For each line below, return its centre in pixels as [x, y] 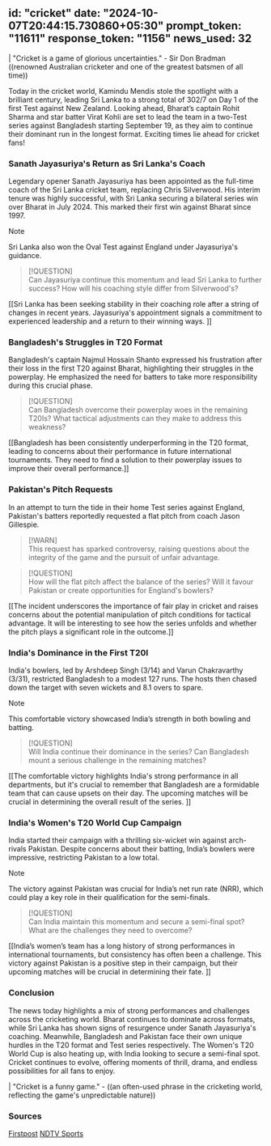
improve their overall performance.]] [69, 469]
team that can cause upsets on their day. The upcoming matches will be [128, 793]
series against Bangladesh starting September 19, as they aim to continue [131, 125]
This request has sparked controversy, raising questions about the [139, 549]
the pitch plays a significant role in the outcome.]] [91, 631]
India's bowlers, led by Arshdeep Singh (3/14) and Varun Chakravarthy [126, 670]
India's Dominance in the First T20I [78, 652]
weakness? [47, 427]
